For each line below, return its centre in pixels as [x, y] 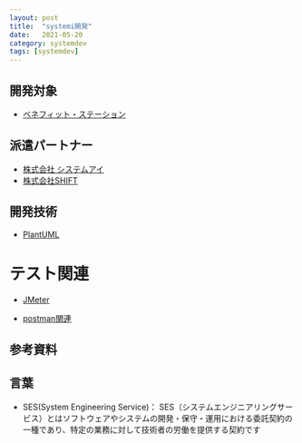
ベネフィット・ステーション [74, 113]
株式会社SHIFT [50, 180]
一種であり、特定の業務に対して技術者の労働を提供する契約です [141, 429]
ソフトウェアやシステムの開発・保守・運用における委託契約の [177, 418]
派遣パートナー [51, 146]
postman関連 [47, 318]
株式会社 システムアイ [63, 169]
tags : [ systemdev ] [44, 52]
